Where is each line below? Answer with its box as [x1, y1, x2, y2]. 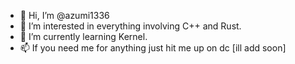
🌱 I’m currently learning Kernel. [19, 31, 148, 42]
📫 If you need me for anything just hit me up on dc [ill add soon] [19, 42, 287, 54]
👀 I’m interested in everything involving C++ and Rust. [19, 20, 242, 32]
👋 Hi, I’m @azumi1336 [19, 10, 110, 21]
